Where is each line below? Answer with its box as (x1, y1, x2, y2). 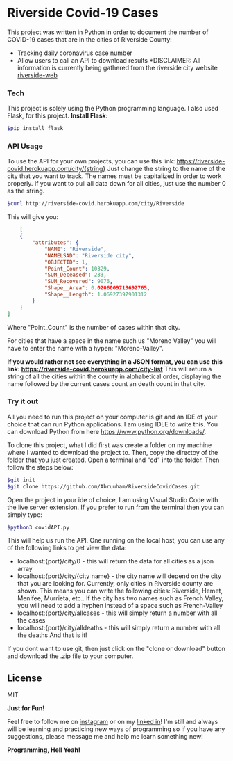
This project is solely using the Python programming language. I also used (7, 104, 219, 113)
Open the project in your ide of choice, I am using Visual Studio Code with (7, 495, 218, 504)
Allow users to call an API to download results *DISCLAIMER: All (17, 56, 201, 64)
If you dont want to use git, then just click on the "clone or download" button (7, 645, 225, 653)
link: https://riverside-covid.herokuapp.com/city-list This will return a (7, 365, 212, 373)
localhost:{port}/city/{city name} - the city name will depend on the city (17, 572, 222, 580)
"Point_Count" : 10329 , (44, 265, 110, 272)
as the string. (7, 186, 45, 195)
